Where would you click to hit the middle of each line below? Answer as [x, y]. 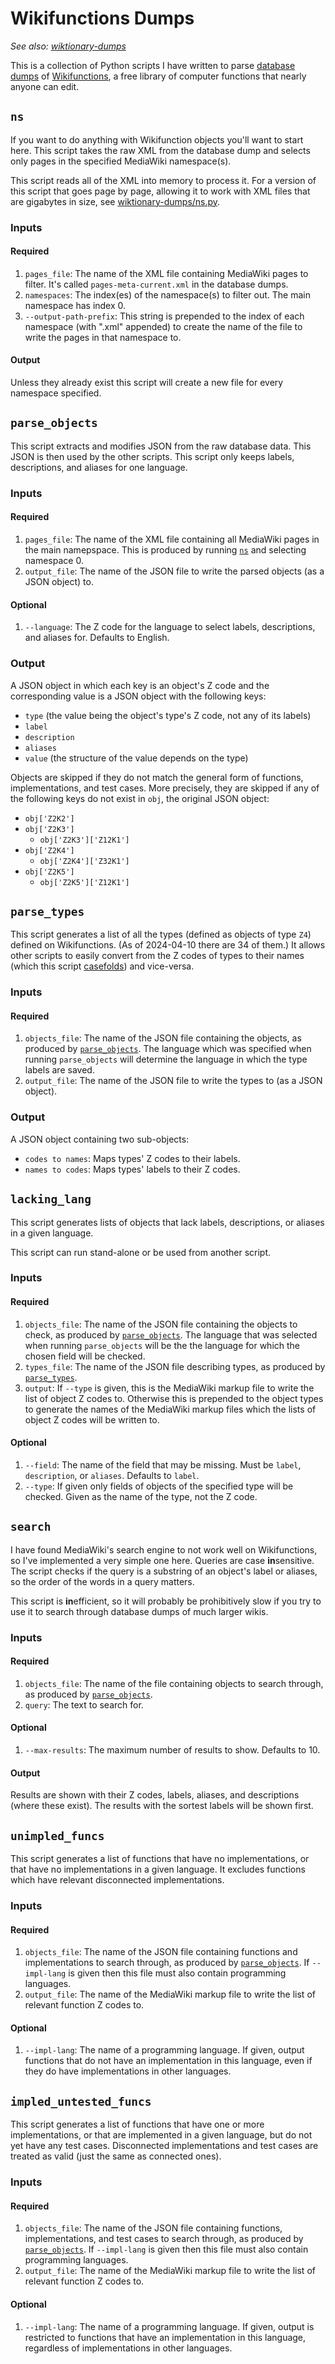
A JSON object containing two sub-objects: [100, 1139]
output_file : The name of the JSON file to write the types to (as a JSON [173, 1081]
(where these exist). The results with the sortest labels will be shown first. [162, 1806]
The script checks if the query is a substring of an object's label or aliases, [164, 1571]
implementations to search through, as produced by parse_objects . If [167, 1963]
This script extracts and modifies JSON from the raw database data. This [161, 446]
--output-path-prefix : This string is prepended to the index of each [164, 316]
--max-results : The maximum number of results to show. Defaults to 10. [172, 1750]
